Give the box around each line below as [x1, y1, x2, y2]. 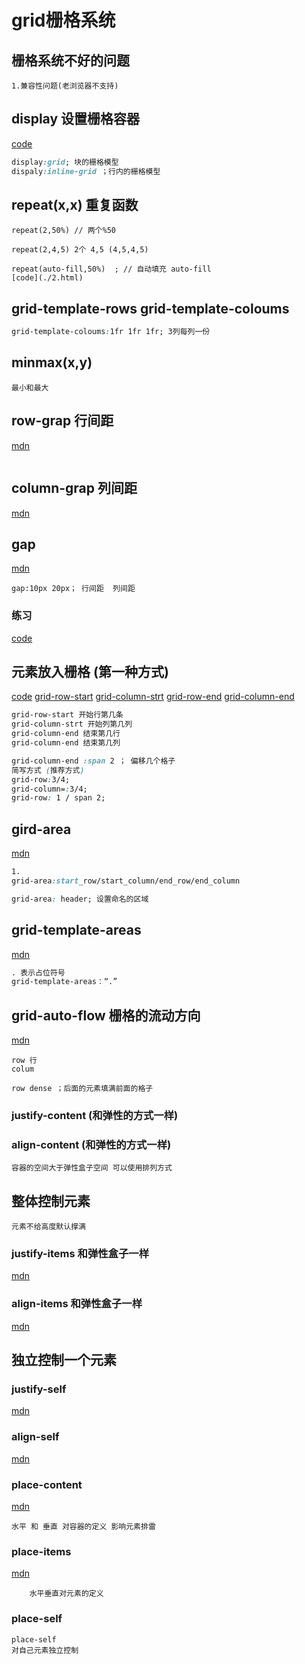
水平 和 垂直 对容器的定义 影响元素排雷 [11, 1522, 156, 1532]
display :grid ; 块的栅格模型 [11, 157, 119, 167]
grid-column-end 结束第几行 [11, 729, 121, 739]
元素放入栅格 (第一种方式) [11, 664, 169, 680]
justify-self [11, 1382, 67, 1396]
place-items [11, 1544, 72, 1558]
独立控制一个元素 [11, 1352, 117, 1369]
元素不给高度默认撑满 [11, 1222, 86, 1232]
